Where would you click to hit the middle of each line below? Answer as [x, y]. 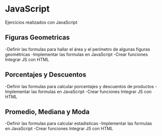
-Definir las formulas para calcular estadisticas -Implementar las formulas [79, 123]
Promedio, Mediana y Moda [47, 112]
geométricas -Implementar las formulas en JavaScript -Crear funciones [76, 54]
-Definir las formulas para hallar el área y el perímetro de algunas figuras [78, 49]
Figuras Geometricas [37, 38]
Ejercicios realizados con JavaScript [41, 22]
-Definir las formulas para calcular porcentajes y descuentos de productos [80, 86]
